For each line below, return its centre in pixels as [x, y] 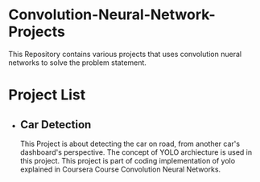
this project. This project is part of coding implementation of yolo [128, 160]
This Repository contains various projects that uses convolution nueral [125, 54]
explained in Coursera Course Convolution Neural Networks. [120, 169]
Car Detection [56, 125]
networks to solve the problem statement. [78, 63]
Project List [47, 95]
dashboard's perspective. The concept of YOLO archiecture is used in [136, 152]
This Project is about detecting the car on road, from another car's [130, 144]
